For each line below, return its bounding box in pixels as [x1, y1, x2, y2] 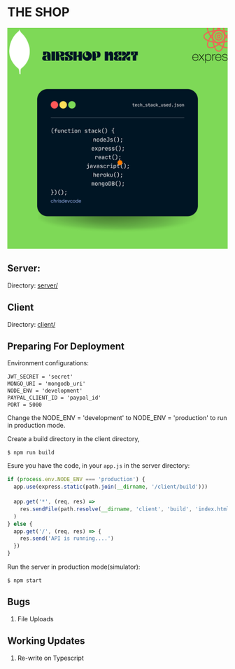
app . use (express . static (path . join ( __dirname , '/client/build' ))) [13, 483, 208, 491]
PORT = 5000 [7, 401, 42, 409]
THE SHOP [7, 4, 70, 20]
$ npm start [7, 577, 42, 584]
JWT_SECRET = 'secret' [7, 373, 73, 381]
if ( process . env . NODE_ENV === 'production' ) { [7, 476, 145, 483]
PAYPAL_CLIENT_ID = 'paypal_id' [7, 394, 101, 402]
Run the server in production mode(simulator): [7, 562, 141, 571]
